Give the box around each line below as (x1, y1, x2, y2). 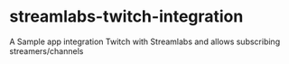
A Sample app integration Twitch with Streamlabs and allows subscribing (9, 36, 281, 47)
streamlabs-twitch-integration (9, 6, 244, 27)
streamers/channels (9, 45, 84, 56)
